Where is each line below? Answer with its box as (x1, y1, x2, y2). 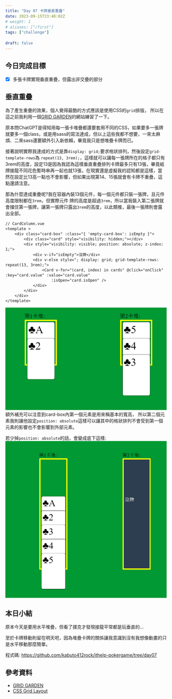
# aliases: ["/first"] (5, 25, 54, 30)
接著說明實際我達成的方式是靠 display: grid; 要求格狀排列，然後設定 (5, 148, 150, 154)
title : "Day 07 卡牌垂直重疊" (5, 8, 65, 13)
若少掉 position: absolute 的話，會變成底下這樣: (5, 435, 106, 441)
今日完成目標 (5, 61, 46, 70)
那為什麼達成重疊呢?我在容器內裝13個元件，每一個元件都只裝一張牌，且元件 (5, 191, 165, 197)
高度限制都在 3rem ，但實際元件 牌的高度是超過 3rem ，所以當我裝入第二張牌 (5, 197, 160, 203)
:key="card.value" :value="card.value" (5, 272, 91, 278)
